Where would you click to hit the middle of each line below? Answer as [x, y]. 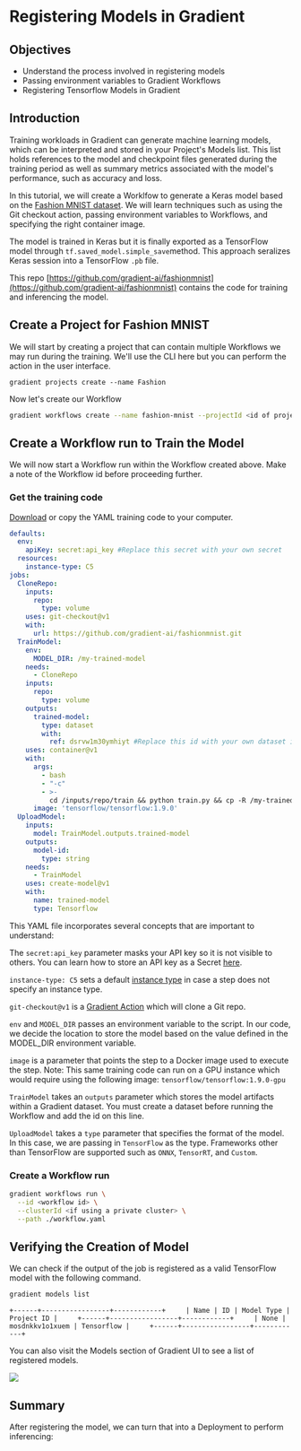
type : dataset [68, 725]
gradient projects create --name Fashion [88, 382]
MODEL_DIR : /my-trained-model [89, 658]
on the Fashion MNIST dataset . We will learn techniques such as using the [146, 204]
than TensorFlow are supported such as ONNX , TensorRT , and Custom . [133, 1152]
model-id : [51, 850]
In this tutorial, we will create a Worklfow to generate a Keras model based [146, 195]
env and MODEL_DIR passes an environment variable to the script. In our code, [150, 1023]
